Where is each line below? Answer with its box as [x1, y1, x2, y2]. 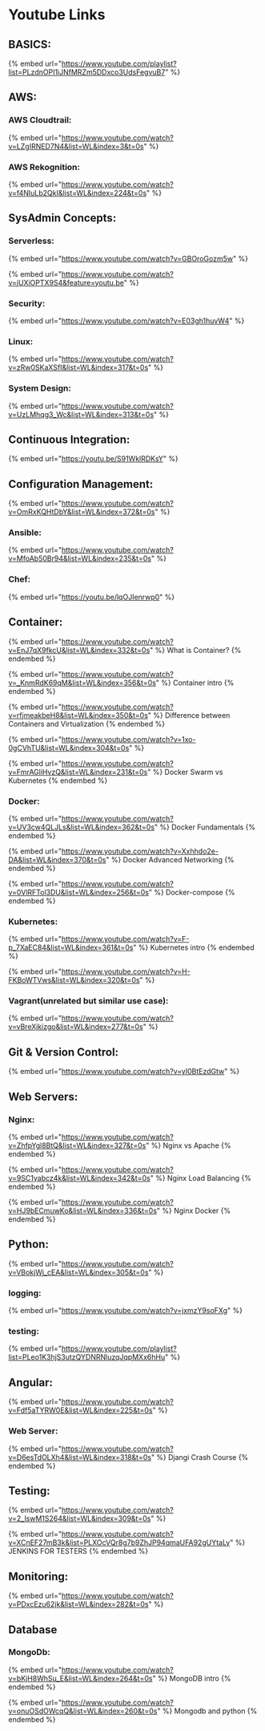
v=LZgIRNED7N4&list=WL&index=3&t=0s [8, 141, 144, 151]
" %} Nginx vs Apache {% [145, 1141, 231, 1150]
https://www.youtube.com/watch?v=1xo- [61, 734, 196, 744]
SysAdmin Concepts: [8, 211, 117, 225]
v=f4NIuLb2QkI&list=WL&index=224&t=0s [8, 188, 147, 197]
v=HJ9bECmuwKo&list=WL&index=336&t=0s [8, 1206, 158, 1215]
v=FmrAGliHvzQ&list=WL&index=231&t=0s [8, 767, 148, 776]
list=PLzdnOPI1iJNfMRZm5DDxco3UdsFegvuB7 [8, 67, 166, 77]
